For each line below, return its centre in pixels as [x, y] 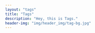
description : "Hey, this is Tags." [42, 18]
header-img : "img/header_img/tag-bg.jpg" [48, 23]
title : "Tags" [20, 14]
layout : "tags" [21, 9]
